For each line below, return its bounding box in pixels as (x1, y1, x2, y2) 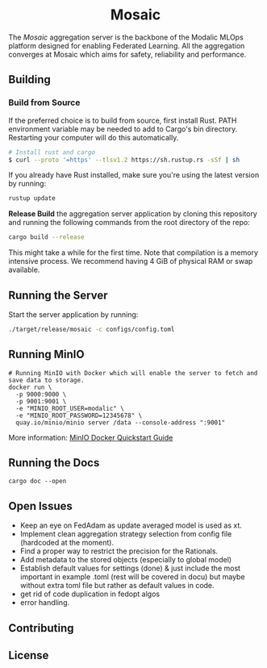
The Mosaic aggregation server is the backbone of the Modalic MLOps (8, 32, 244, 42)
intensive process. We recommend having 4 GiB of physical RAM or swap (8, 257, 253, 266)
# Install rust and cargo (8, 148, 95, 157)
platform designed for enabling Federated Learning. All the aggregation (8, 40, 245, 50)
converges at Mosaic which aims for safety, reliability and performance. (8, 49, 247, 59)
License (8, 649, 49, 662)
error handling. (19, 598, 70, 607)
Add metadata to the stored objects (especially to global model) (19, 555, 232, 565)
